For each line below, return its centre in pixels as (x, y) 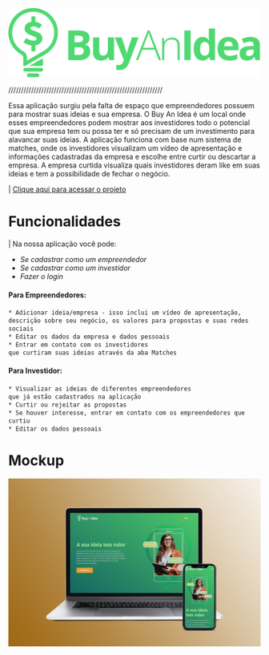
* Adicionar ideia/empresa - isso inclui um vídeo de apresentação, (125, 313)
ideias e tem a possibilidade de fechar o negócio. (89, 174)
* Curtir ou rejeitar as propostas (68, 405)
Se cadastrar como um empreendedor (83, 260)
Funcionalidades (65, 222)
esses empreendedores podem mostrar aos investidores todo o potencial (129, 123)
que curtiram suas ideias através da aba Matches (93, 353)
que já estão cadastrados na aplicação (75, 397)
